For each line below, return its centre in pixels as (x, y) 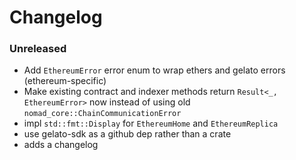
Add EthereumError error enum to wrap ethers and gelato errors (154, 70)
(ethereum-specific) (65, 81)
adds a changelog (61, 145)
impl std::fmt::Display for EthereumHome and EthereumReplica (151, 123)
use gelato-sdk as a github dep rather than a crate (127, 134)
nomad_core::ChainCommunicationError (102, 114)
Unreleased (38, 49)
